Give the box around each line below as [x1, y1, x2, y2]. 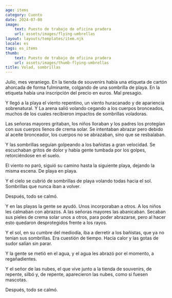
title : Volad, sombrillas [5, 65, 61, 70]
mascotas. [5, 277, 27, 283]
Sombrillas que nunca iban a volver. [5, 183, 81, 190]
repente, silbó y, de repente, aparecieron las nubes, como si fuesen [5, 271, 148, 277]
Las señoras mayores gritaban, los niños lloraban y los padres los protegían [5, 121, 165, 127]
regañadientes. [5, 256, 37, 262]
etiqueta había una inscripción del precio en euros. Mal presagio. [5, 90, 143, 96]
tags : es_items [5, 46, 38, 51]
